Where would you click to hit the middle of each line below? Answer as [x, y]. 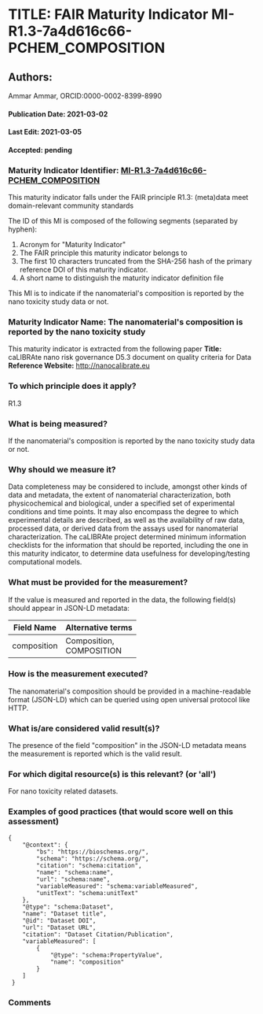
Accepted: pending [40, 150]
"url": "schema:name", [73, 879]
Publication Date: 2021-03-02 [58, 114]
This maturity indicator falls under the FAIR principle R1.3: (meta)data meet [128, 198]
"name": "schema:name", [75, 872]
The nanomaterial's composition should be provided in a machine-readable [130, 691]
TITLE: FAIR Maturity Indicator [108, 15]
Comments [29, 1002]
